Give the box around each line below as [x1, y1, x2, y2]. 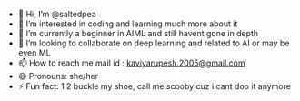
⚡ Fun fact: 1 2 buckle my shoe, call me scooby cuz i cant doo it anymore [17, 81, 291, 91]
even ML [17, 47, 52, 58]
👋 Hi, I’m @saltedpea [17, 9, 97, 19]
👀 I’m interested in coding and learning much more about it [17, 18, 238, 29]
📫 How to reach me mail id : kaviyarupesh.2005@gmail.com [17, 57, 245, 68]
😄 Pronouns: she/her [17, 71, 98, 81]
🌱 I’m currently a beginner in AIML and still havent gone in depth [17, 28, 259, 38]
